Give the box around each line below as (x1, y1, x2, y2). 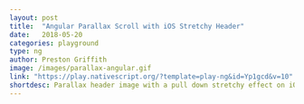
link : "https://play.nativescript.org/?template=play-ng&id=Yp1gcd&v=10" (9, 72, 294, 81)
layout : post (9, 13, 59, 23)
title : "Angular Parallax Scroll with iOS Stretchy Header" (9, 22, 245, 31)
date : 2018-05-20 (9, 30, 83, 39)
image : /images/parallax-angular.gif (9, 64, 152, 73)
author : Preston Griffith (9, 55, 107, 64)
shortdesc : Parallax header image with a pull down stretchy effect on (9, 80, 285, 90)
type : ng (9, 47, 43, 56)
